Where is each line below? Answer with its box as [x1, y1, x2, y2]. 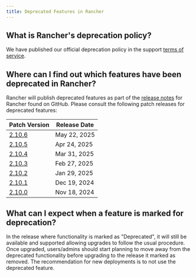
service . [6, 52, 26, 60]
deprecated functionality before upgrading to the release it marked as [6, 252, 176, 259]
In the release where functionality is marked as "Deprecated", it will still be [6, 233, 187, 240]
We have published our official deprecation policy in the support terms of [6, 46, 184, 53]
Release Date [55, 121, 94, 129]
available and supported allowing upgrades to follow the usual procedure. [6, 239, 185, 246]
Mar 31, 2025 [55, 150, 94, 158]
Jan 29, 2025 [55, 169, 93, 177]
